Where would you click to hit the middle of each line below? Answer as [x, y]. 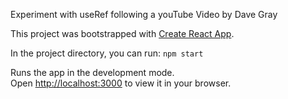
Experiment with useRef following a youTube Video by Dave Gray [144, 14]
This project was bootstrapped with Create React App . [122, 33]
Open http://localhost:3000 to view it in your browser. [121, 83]
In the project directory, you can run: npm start [107, 53]
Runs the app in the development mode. [92, 72]
